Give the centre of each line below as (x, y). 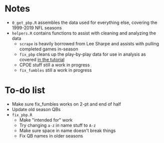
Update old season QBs (36, 109)
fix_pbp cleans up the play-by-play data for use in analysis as (82, 54)
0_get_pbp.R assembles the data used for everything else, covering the (84, 22)
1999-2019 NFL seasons (37, 27)
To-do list (25, 90)
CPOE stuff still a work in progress (55, 65)
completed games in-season (49, 49)
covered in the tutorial (42, 59)
